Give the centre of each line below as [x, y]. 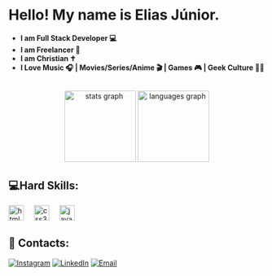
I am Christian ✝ [48, 58]
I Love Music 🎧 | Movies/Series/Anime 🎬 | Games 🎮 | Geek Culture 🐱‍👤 [142, 68]
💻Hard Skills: [44, 186]
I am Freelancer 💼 [50, 50]
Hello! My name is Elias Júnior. [114, 15]
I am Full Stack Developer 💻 [68, 37]
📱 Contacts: [39, 243]
